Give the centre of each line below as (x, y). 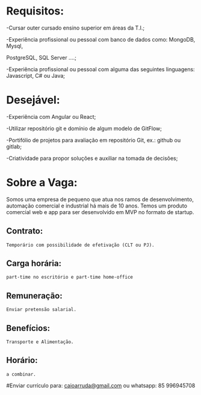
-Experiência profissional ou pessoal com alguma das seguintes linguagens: (100, 69)
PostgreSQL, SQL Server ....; (41, 57)
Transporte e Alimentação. (40, 342)
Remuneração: (34, 296)
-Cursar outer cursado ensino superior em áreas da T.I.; (76, 28)
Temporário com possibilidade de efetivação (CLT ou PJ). (80, 245)
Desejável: (33, 100)
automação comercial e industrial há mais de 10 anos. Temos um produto (97, 206)
